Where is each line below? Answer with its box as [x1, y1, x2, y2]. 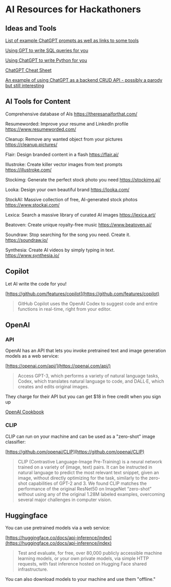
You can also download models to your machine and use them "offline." [5, 576, 156, 582]
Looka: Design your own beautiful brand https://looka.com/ [5, 186, 130, 193]
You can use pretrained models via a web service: [5, 525, 111, 531]
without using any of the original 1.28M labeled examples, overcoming [17, 491, 165, 497]
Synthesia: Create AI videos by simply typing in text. [5, 247, 115, 253]
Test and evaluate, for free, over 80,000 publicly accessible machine [17, 550, 162, 556]
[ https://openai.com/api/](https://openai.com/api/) [5, 363, 111, 369]
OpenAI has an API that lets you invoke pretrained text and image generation [5, 347, 166, 354]
